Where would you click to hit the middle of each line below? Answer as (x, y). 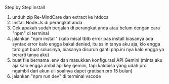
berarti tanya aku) (31, 55)
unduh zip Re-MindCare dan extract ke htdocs (60, 17)
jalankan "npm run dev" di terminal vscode (56, 76)
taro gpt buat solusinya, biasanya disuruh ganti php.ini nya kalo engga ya (88, 49)
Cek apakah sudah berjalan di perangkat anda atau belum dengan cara (86, 28)
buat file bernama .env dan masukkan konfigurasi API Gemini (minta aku (87, 60)
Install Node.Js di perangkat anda (47, 23)
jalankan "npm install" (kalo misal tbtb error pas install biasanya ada (83, 38)
